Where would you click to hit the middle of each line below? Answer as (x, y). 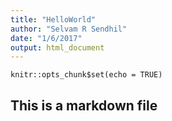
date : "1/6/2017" (46, 38)
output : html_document (57, 47)
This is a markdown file (84, 105)
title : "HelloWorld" (53, 19)
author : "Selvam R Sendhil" (69, 29)
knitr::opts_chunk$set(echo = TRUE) (86, 75)
